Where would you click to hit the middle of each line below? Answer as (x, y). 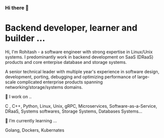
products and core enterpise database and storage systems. (66, 62)
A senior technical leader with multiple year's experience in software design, (82, 71)
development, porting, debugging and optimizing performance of (71, 77)
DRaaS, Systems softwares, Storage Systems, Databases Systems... (74, 111)
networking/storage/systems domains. (44, 87)
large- (143, 77)
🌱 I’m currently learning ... (31, 120)
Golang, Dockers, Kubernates (35, 130)
